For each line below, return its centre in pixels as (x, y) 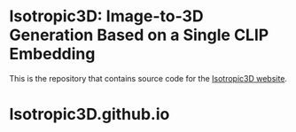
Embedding (52, 54)
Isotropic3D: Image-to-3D (106, 16)
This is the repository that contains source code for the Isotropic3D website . (148, 78)
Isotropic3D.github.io (90, 115)
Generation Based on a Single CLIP (139, 35)
